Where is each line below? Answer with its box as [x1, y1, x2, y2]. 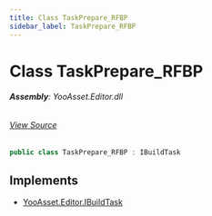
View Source [9, 119, 57, 130]
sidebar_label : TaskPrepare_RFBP [9, 22, 136, 31]
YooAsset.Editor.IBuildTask [22, 197, 123, 208]
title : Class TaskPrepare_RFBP [9, 13, 128, 23]
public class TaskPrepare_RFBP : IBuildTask [9, 147, 181, 157]
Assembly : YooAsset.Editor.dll [9, 92, 124, 103]
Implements [9, 172, 79, 188]
